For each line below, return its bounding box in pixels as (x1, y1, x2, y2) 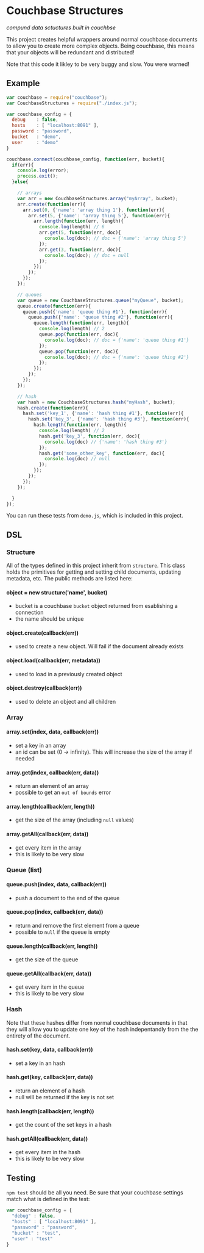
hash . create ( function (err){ (17, 405, 88, 411)
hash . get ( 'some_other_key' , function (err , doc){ (38, 450, 165, 457)
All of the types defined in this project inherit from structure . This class (6, 562, 186, 569)
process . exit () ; (17, 173, 59, 179)
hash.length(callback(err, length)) (6, 1107, 94, 1114)
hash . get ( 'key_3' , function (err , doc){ (38, 433, 140, 439)
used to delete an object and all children (15, 698, 116, 705)
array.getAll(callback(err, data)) (6, 831, 89, 837)
